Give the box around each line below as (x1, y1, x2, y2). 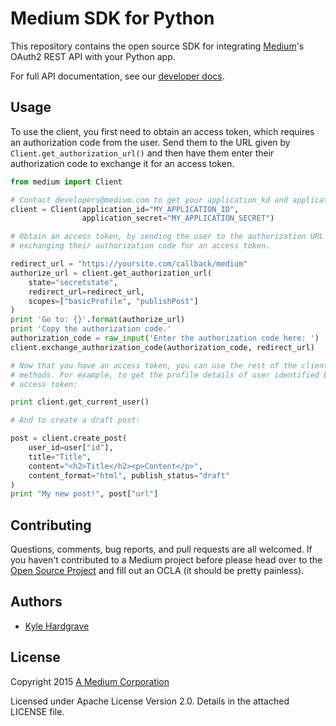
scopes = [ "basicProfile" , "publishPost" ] (28, 296, 199, 306)
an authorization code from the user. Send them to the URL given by (10, 136, 291, 148)
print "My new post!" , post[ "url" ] (10, 489, 159, 499)
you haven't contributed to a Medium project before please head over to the (10, 554, 323, 566)
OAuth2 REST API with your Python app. (10, 50, 176, 62)
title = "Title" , (28, 452, 92, 462)
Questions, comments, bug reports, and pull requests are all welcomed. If (10, 543, 313, 556)
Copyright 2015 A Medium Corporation (10, 675, 170, 687)
